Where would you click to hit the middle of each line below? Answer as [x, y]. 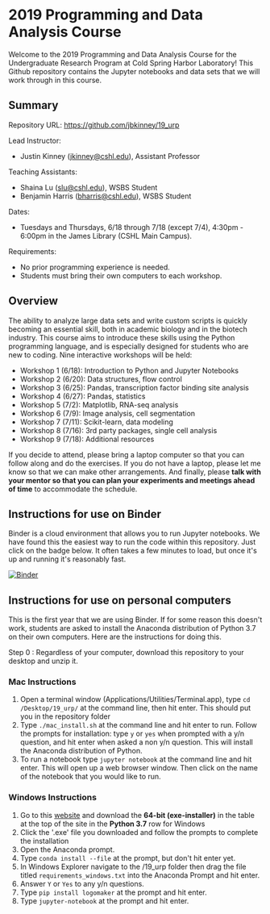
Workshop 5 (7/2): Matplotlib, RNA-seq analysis [99, 404]
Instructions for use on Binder [85, 514]
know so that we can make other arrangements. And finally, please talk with [135, 472]
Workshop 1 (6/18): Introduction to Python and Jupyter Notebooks [129, 370]
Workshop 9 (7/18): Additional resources [87, 439]
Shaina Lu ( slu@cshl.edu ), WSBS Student [89, 187]
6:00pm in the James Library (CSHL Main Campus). [106, 236]
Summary [33, 105]
